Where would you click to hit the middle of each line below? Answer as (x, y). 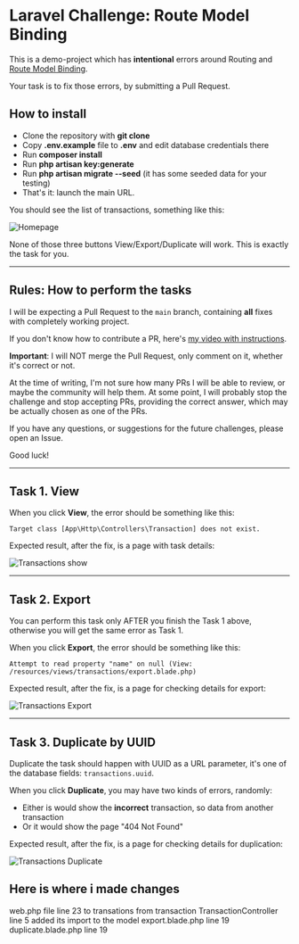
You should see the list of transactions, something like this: (117, 210)
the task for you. (39, 253)
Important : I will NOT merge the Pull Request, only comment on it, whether (146, 356)
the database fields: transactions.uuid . (81, 773)
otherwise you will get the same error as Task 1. (97, 631)
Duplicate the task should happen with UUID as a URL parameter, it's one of (148, 763)
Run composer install (62, 154)
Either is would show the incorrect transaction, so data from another (148, 807)
